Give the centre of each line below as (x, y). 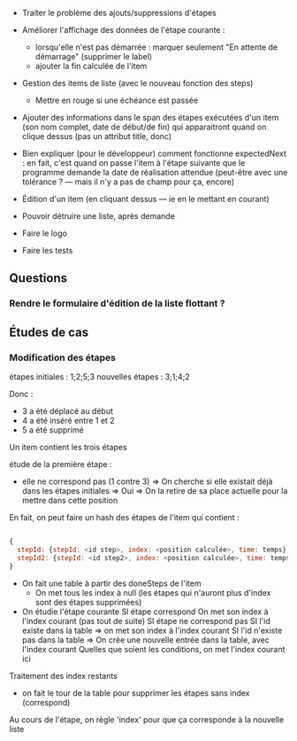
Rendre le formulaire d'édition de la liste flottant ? (117, 303)
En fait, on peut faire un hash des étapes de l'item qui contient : (125, 517)
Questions (38, 278)
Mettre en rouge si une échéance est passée (117, 100)
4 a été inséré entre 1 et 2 (68, 421)
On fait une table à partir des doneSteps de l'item (111, 583)
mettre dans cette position (70, 500)
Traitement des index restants (63, 675)
